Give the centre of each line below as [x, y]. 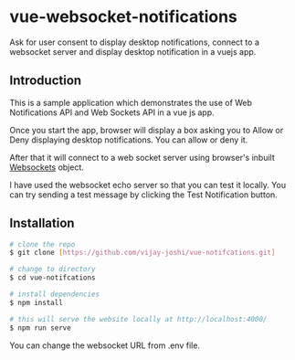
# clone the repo [42, 244]
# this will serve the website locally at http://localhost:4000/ [138, 319]
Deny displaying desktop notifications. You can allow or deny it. [129, 140]
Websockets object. [47, 167]
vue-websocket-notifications [123, 17]
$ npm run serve [40, 328]
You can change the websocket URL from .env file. [105, 345]
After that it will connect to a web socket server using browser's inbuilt [142, 157]
